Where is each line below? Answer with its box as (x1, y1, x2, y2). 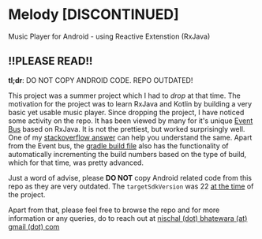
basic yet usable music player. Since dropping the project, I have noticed (8, 107, 245, 117)
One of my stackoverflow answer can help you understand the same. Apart (8, 133, 253, 142)
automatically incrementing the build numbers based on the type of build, (8, 149, 247, 159)
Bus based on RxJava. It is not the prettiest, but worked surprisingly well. (8, 124, 245, 133)
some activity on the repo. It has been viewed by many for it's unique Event (8, 116, 253, 125)
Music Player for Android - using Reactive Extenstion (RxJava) (8, 32, 211, 41)
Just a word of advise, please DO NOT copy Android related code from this (8, 173, 253, 182)
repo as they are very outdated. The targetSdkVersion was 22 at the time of (8, 181, 254, 191)
